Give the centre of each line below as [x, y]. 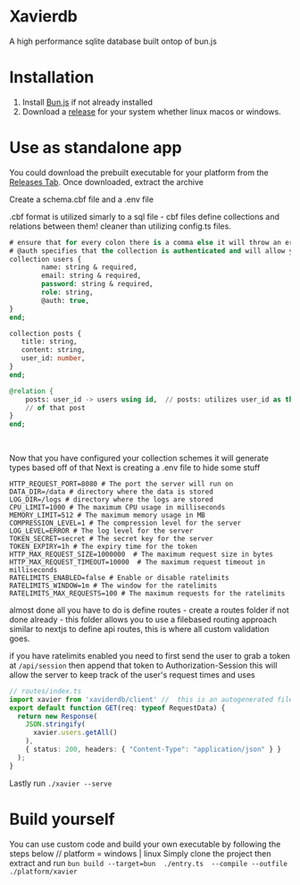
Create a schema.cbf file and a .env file [82, 199]
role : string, [67, 292]
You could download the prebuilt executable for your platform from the [139, 173]
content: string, [54, 350]
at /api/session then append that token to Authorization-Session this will [143, 665]
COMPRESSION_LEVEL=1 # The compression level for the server [125, 523]
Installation [52, 77]
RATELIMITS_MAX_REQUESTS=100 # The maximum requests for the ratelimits [147, 593]
